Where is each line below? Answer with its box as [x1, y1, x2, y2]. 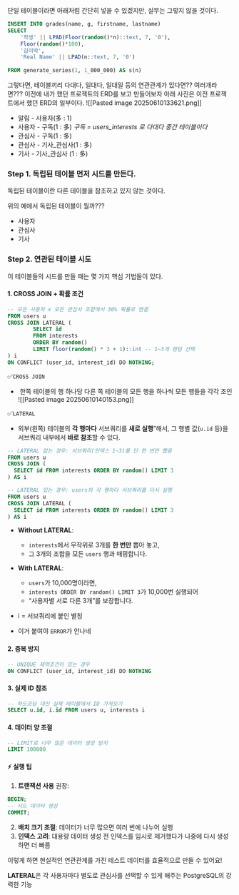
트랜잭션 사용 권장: [17, 782, 70, 790]
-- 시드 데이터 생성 [7, 802, 59, 810]
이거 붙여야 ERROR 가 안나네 [17, 627, 91, 635]
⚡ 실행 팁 [7, 762, 32, 771]
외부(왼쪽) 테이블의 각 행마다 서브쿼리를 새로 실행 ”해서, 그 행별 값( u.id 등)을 [17, 424, 228, 433]
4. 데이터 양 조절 [7, 723, 53, 732]
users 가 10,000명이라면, [28, 579, 98, 587]
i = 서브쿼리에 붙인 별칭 [17, 612, 83, 620]
